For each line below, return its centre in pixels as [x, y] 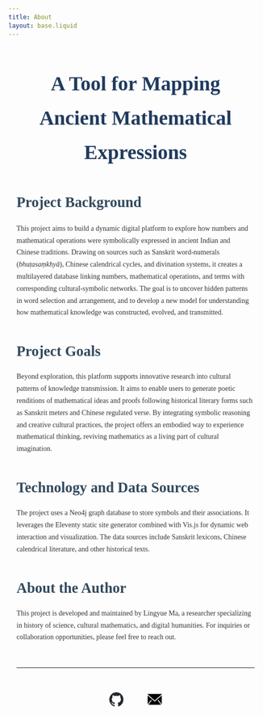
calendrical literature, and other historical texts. [83, 549]
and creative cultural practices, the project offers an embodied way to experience [130, 425]
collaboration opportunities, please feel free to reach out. [96, 637]
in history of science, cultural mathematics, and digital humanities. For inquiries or [133, 625]
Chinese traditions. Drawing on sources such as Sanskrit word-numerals [118, 252]
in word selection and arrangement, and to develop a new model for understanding [133, 300]
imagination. [34, 449]
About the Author [71, 587]
